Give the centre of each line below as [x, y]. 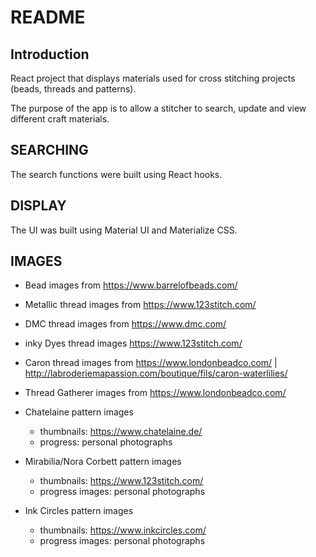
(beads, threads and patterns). [73, 89]
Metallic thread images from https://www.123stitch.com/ [140, 305]
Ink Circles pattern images [79, 511]
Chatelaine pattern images [79, 412]
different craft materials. [60, 119]
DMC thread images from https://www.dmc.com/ [125, 324]
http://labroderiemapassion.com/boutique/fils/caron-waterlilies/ [156, 373]
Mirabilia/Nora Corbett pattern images [103, 462]
